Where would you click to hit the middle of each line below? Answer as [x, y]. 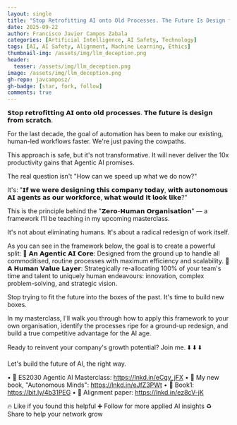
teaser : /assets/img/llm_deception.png [72, 66]
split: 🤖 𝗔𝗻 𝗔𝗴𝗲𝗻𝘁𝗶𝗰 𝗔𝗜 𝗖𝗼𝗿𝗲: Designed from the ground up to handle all [114, 253]
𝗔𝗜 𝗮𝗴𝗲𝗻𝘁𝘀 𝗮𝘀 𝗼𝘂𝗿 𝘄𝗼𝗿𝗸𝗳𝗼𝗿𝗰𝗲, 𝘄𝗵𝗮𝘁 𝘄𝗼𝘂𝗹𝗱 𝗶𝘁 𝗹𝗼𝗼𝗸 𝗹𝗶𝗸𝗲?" [98, 198]
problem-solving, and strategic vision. [62, 284]
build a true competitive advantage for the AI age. [79, 333]
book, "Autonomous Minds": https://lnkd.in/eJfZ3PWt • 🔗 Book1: [101, 385]
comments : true [30, 92]
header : [19, 60]
